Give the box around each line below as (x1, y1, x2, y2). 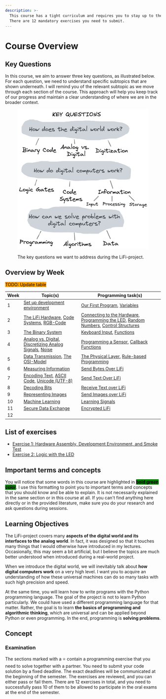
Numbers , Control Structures (81, 322, 140, 328)
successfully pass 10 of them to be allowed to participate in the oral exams (5, 684, 157, 690)
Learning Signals (81, 399, 115, 404)
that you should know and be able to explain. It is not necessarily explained (5, 490, 158, 496)
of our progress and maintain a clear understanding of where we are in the (5, 94, 157, 100)
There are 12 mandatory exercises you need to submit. (9, 18, 125, 23)
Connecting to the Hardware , (81, 312, 140, 318)
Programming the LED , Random (81, 317, 145, 323)
